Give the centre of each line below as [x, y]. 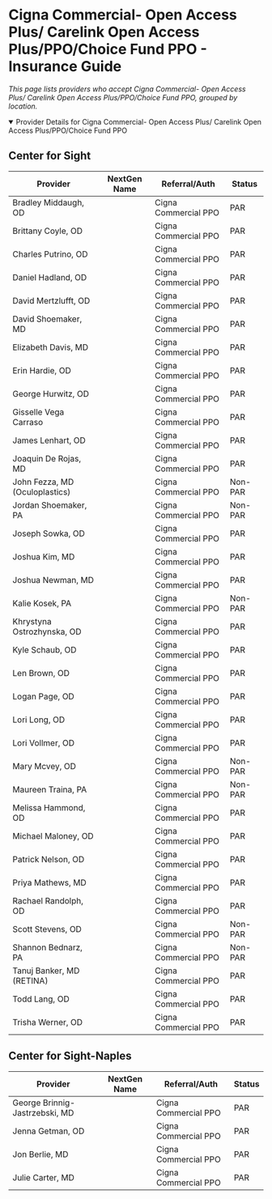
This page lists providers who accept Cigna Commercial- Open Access [127, 89]
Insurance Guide [65, 67]
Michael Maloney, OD [53, 835]
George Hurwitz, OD [51, 393]
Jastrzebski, [36, 1112]
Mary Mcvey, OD [45, 766]
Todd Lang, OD [41, 999]
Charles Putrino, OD [50, 254]
